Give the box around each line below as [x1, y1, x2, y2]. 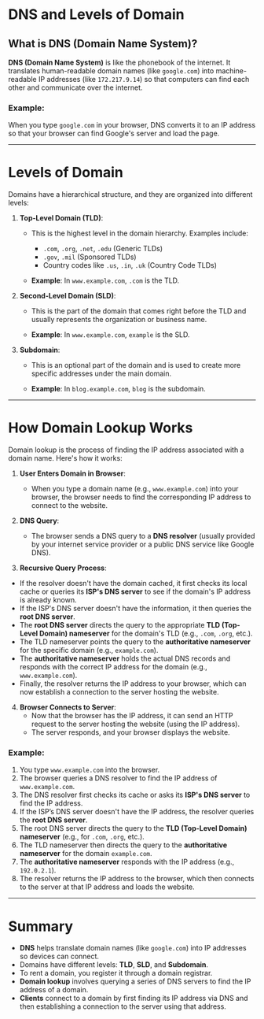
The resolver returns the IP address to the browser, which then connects [19, 874, 255, 884]
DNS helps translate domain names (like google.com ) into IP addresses [19, 943, 247, 953]
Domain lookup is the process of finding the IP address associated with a [8, 445, 244, 454]
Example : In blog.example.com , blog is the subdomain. [31, 384, 206, 394]
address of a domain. [19, 985, 89, 995]
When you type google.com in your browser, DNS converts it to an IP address [8, 120, 256, 130]
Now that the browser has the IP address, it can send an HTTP [31, 711, 233, 721]
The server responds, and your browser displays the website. [31, 728, 230, 737]
